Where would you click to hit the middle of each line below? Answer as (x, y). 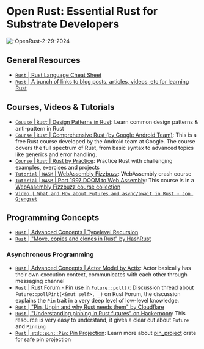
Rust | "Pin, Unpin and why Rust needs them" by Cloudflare (89, 307)
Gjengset (26, 199)
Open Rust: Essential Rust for (82, 11)
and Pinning (30, 326)
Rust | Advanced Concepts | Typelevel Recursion (77, 232)
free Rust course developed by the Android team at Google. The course (105, 141)
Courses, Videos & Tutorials (60, 107)
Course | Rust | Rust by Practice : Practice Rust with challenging (94, 160)
